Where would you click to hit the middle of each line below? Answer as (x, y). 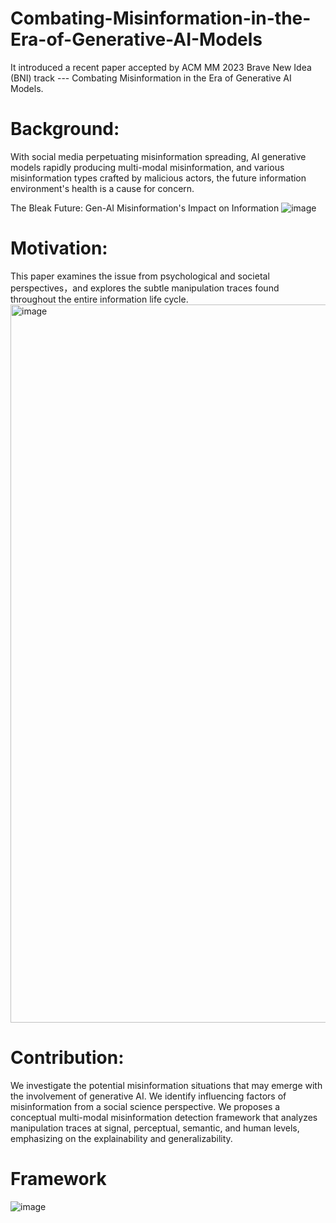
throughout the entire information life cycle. (99, 299)
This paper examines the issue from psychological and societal (140, 276)
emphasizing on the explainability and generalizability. (121, 1138)
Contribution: (67, 1058)
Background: (65, 129)
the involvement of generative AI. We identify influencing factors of (148, 1096)
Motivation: (59, 248)
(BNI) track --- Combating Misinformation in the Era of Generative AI (151, 78)
